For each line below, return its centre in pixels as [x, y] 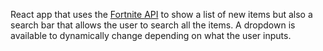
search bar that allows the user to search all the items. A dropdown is [153, 25]
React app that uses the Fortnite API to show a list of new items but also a [161, 14]
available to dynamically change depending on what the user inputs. [151, 35]
